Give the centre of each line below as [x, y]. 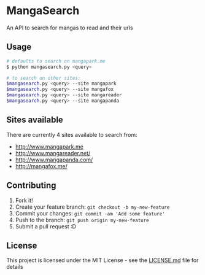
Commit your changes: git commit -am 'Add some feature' [90, 213]
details [15, 267]
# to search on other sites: [44, 78]
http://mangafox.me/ [41, 166]
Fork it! [24, 200]
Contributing [31, 186]
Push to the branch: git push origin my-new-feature [82, 220]
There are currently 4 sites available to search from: [72, 134]
